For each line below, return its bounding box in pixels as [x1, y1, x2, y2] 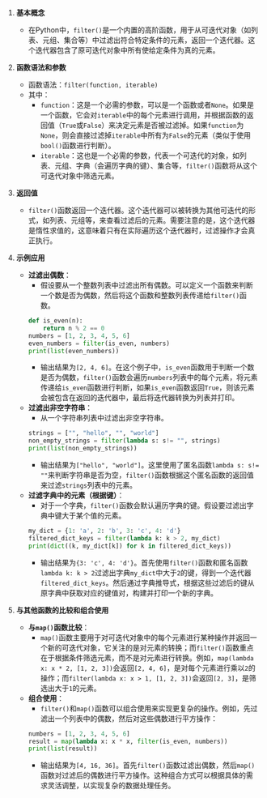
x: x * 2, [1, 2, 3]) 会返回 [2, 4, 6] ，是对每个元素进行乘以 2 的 [40, 663, 256, 672]
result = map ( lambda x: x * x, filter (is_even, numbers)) [28, 737, 228, 745]
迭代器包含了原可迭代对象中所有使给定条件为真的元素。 [35, 45, 220, 55]
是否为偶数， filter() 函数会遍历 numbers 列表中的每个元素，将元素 [40, 373, 258, 382]
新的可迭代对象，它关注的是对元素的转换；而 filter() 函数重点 [47, 642, 254, 652]
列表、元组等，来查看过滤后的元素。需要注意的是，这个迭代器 [49, 216, 256, 225]
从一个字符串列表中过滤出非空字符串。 [40, 413, 168, 423]
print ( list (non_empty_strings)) [28, 445, 138, 453]
